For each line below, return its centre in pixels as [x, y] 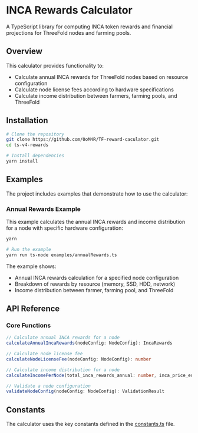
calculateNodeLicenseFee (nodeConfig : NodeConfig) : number [79, 359]
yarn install [22, 161]
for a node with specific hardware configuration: [65, 228]
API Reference [33, 309]
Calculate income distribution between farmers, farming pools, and [96, 95]
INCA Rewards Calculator [69, 10]
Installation [27, 120]
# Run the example [29, 249]
